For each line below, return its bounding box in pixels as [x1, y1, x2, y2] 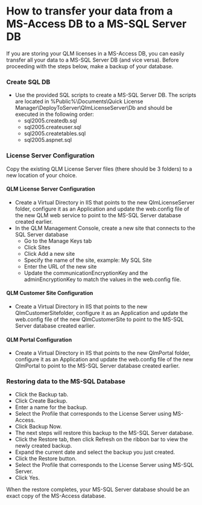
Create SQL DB [6, 77, 51, 86]
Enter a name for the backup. [14, 404, 88, 411]
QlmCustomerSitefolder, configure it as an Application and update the [14, 309, 188, 316]
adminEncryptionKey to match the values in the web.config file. [24, 276, 181, 283]
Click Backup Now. [14, 423, 62, 430]
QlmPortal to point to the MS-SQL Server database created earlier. [14, 362, 180, 369]
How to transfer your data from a [6, 4, 173, 18]
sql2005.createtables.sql [24, 130, 86, 137]
